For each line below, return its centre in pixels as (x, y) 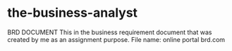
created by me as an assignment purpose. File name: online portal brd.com (116, 39)
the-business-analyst (73, 13)
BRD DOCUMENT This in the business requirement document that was (110, 32)
